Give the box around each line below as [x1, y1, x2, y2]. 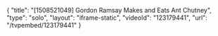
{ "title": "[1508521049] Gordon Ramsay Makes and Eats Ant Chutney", [6, 6, 212, 14]
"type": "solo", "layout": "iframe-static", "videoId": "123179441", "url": [6, 13, 207, 22]
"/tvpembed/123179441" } [6, 21, 82, 29]
